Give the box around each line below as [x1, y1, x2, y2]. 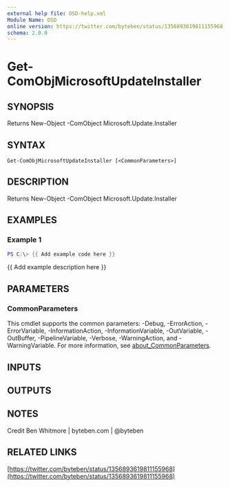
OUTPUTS [7, 384, 52, 396]
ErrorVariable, [7, 327, 47, 335]
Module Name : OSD [7, 17, 57, 23]
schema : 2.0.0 [7, 29, 48, 37]
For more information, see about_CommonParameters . [57, 342, 211, 350]
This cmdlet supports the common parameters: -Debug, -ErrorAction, [7, 320, 205, 328]
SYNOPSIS [7, 101, 54, 112]
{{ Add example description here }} [7, 263, 107, 271]
